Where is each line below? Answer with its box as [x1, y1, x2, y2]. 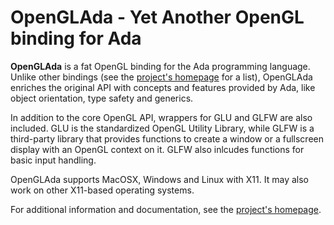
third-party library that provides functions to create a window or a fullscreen [10, 132, 324, 145]
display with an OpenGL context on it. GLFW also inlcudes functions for [10, 143, 305, 155]
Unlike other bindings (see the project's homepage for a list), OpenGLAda [10, 71, 313, 83]
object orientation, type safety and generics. [10, 92, 194, 104]
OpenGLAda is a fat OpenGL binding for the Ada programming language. [10, 60, 311, 72]
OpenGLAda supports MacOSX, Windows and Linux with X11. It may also [10, 173, 309, 185]
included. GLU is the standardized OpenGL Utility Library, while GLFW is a [10, 122, 315, 134]
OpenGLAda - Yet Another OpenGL [10, 6, 305, 29]
